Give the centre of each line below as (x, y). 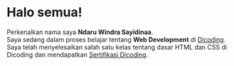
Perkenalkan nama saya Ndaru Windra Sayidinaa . (80, 32)
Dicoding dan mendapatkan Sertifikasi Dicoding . (78, 55)
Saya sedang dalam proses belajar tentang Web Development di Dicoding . (116, 39)
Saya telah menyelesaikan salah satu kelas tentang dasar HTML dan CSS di (117, 47)
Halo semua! (44, 12)
